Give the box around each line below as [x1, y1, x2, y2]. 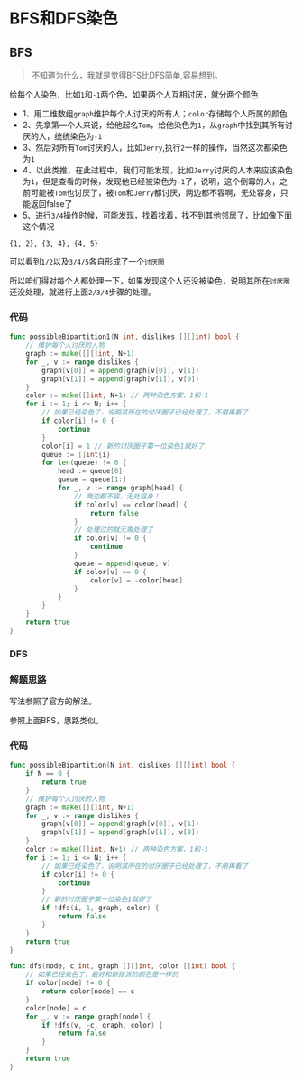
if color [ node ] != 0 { [25, 979, 111, 988]
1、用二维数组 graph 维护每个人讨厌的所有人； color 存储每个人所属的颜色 [22, 108, 288, 118]
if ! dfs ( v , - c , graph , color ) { [41, 1020, 164, 1029]
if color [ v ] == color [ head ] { [73, 500, 188, 509]
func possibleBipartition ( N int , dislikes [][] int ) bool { [9, 760, 236, 770]
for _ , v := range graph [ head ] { [57, 484, 183, 493]
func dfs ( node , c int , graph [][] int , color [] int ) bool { [9, 962, 236, 971]
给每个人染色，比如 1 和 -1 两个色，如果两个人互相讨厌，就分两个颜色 [9, 89, 259, 99]
